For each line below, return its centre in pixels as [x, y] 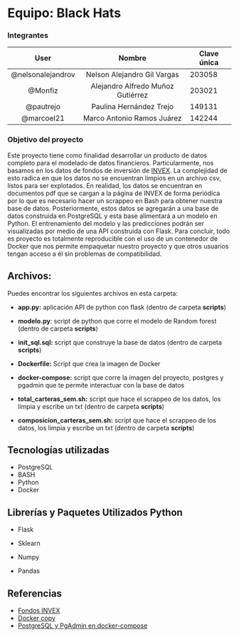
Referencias [35, 593]
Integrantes [28, 36]
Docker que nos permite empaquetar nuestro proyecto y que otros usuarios [118, 246]
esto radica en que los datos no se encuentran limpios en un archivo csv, [115, 178]
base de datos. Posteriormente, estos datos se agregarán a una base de [113, 208]
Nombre [133, 58]
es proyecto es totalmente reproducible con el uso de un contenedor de [113, 238]
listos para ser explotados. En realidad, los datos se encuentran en [105, 185]
